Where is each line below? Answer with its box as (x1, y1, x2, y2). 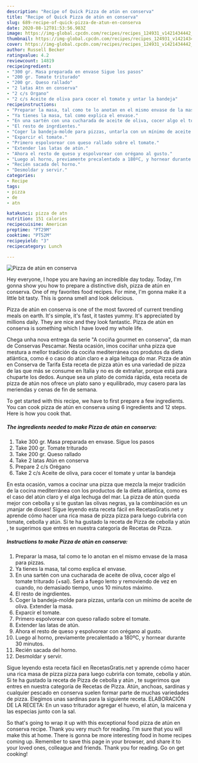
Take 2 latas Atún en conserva (15, 457, 89, 464)
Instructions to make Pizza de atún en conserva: (6, 538, 128, 545)
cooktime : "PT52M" (6, 232, 52, 238)
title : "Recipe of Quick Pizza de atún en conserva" (6, 14, 139, 20)
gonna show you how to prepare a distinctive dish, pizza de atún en (6, 282, 170, 289)
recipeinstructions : (6, 101, 58, 108)
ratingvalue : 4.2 (6, 52, 49, 58)
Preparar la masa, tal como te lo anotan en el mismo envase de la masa (15, 553, 187, 560)
